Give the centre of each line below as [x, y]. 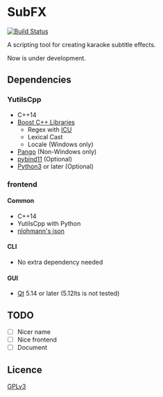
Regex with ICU [50, 130]
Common [21, 201]
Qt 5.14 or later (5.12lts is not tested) [68, 293]
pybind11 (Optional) [45, 159]
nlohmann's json [41, 231]
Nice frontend [37, 339]
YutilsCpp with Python [49, 223]
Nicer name [34, 332]
